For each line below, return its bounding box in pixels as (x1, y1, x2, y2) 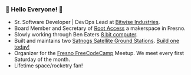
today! (14, 43, 30, 50)
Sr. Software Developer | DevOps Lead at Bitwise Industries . (14, 19, 160, 26)
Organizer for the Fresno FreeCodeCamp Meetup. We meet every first (14, 50, 184, 57)
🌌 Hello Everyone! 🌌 (5, 5, 63, 13)
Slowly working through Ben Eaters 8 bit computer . (14, 31, 138, 38)
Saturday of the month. (14, 56, 70, 63)
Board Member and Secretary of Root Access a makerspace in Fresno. (14, 25, 186, 32)
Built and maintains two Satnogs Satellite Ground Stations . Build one (14, 37, 180, 45)
